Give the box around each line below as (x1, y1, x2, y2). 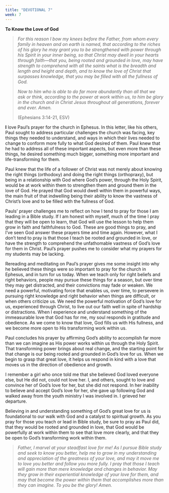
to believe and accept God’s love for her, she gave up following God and (5, 387, 154, 394)
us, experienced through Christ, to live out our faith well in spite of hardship (5, 303, 162, 309)
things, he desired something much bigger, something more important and (5, 151, 159, 157)
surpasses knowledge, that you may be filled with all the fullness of (17, 73, 158, 79)
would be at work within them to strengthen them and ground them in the (5, 182, 157, 188)
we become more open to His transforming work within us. (5, 325, 127, 331)
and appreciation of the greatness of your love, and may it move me (17, 455, 159, 461)
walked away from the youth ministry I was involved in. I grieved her (5, 393, 146, 399)
